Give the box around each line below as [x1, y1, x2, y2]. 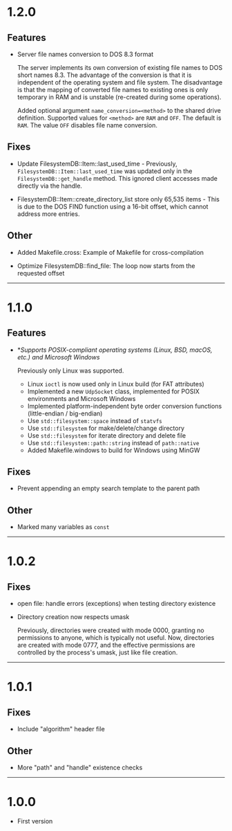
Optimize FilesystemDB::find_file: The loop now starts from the [17, 261, 195, 270]
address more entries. [17, 209, 80, 218]
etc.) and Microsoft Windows [17, 352, 100, 361]
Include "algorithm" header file [17, 725, 105, 733]
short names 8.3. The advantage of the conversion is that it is [17, 71, 192, 79]
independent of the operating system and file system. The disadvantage [17, 78, 223, 87]
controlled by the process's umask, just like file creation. [17, 648, 178, 656]
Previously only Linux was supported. [17, 366, 124, 375]
